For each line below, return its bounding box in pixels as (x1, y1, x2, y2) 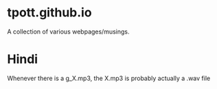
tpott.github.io (7, 5, 92, 21)
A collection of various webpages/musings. (7, 27, 130, 36)
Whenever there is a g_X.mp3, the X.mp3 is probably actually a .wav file (7, 74, 211, 82)
